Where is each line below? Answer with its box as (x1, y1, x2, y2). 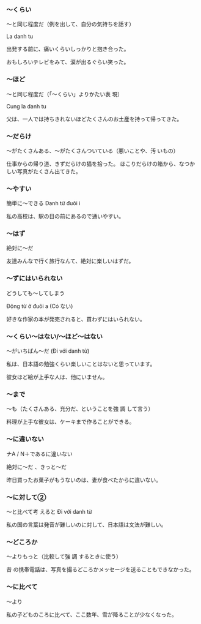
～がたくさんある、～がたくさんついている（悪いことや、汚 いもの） (6, 147, 179, 154)
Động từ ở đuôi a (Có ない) (6, 302, 73, 310)
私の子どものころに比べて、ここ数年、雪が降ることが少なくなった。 (6, 611, 177, 618)
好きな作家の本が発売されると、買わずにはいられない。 (6, 315, 145, 323)
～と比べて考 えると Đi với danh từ (6, 508, 92, 515)
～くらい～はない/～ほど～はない (6, 332, 103, 340)
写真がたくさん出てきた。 (16, 167, 81, 175)
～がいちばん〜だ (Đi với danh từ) (6, 347, 90, 355)
